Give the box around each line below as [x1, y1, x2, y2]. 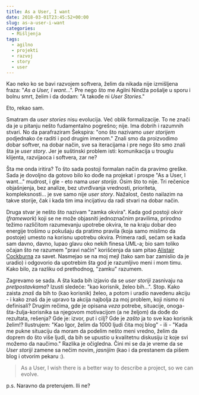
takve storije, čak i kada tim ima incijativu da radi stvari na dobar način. [6, 197, 179, 204]
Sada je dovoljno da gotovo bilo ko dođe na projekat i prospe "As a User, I [6, 172, 186, 179]
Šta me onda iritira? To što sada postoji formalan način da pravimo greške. [6, 165, 188, 173]
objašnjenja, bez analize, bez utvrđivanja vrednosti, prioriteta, [6, 184, 157, 192]
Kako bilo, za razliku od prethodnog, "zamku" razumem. [6, 265, 144, 272]
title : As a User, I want [6, 8, 70, 15]
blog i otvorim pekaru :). [6, 353, 65, 360]
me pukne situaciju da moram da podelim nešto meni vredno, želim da [6, 328, 178, 335]
